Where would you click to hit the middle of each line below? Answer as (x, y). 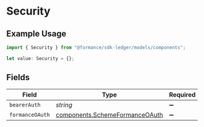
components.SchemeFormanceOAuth (109, 115)
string (64, 105)
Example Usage (36, 34)
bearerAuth (25, 105)
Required (182, 94)
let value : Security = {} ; (40, 58)
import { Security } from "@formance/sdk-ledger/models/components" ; (96, 47)
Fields (18, 77)
